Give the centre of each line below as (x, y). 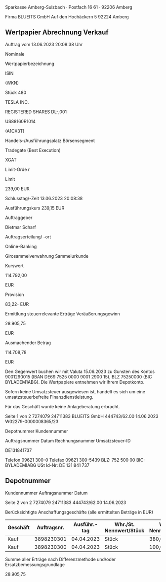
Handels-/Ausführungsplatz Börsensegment (50, 141)
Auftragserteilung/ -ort (28, 237)
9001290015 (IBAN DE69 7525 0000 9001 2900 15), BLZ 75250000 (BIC (79, 376)
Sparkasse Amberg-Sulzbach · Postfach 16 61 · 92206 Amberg (69, 7)
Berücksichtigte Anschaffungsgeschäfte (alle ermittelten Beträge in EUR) (79, 512)
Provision (15, 294)
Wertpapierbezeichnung (30, 64)
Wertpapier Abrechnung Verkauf (57, 33)
